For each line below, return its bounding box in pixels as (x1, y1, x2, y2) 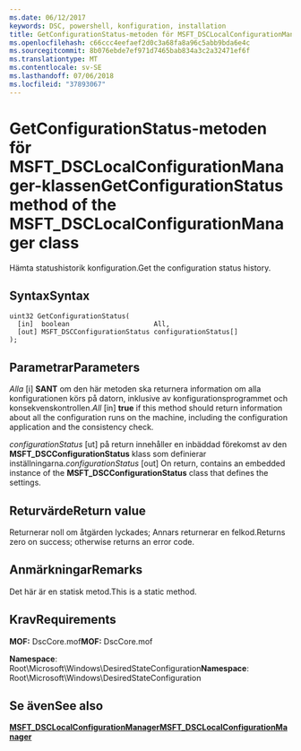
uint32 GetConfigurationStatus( (9, 312, 130, 321)
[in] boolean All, (17, 320, 170, 329)
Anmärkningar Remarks (9, 562, 143, 578)
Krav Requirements (9, 612, 116, 627)
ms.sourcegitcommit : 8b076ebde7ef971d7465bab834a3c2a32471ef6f (9, 47, 251, 56)
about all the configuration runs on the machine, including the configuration (9, 412, 288, 423)
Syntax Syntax (9, 288, 90, 303)
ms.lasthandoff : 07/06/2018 (9, 72, 115, 81)
